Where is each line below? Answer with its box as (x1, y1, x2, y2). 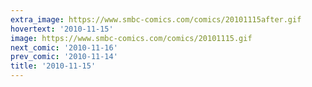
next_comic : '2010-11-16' (10, 42, 118, 53)
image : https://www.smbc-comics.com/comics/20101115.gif (10, 33, 253, 43)
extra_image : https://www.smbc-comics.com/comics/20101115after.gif (10, 14, 302, 25)
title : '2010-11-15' (10, 61, 97, 71)
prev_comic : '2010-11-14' (10, 52, 118, 62)
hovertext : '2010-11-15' (10, 24, 114, 34)
